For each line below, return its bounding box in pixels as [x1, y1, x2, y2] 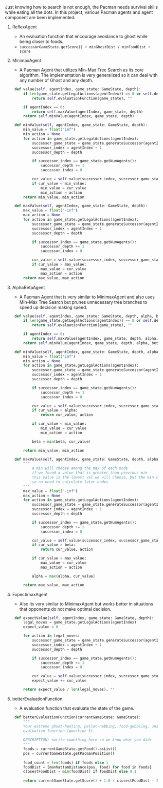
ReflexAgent [12, 24, 37, 30]
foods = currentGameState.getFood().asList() [23, 747, 117, 751]
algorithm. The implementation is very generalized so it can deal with [19, 72, 158, 78]
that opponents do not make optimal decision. [19, 606, 111, 612]
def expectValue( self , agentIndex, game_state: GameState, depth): [14, 615, 154, 621]
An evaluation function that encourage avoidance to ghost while [19, 34, 148, 39]
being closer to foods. [19, 39, 64, 44]
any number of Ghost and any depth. [19, 78, 93, 83]
